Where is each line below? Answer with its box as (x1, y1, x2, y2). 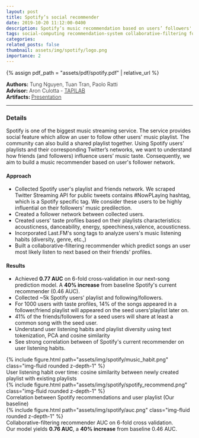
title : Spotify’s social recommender (6, 14, 99, 20)
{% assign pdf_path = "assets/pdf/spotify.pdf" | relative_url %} (6, 69, 159, 76)
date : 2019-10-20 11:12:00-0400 (6, 20, 86, 26)
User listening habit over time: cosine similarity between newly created (6, 369, 179, 376)
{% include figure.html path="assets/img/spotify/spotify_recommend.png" (6, 381, 188, 389)
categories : (6, 36, 36, 42)
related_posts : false (6, 42, 60, 48)
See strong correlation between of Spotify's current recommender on (14, 338, 185, 345)
